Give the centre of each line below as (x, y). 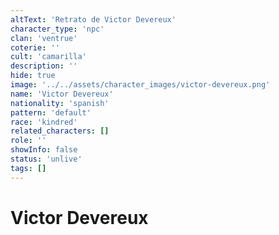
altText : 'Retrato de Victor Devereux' (93, 19)
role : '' (28, 141)
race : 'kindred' (44, 122)
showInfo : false (44, 150)
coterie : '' (35, 47)
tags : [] (28, 168)
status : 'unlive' (46, 159)
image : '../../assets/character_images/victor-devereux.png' (140, 85)
